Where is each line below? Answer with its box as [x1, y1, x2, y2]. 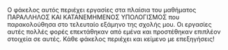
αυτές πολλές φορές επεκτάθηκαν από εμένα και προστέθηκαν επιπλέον [7, 27, 221, 36]
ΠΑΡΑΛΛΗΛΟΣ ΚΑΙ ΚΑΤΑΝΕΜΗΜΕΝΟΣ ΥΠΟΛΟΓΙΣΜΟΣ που [7, 13, 180, 21]
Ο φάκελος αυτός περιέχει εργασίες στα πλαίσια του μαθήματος [7, 6, 197, 14]
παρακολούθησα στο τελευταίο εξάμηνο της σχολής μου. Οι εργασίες [7, 21, 212, 28]
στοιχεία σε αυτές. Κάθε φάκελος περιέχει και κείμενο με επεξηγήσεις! [7, 35, 215, 43]
